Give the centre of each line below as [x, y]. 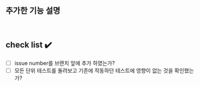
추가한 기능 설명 [33, 11]
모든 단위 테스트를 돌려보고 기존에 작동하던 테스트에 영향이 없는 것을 [94, 70]
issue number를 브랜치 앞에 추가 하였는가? [65, 63]
